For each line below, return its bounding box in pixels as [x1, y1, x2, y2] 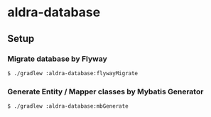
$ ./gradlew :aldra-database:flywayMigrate [7, 69, 139, 77]
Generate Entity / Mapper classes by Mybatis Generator [7, 87, 204, 96]
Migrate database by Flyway [7, 54, 108, 64]
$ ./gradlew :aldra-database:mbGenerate [7, 103, 129, 110]
